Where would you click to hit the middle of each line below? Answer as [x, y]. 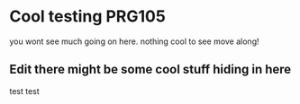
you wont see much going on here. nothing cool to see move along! [134, 41]
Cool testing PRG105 [88, 17]
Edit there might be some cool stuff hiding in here [150, 69]
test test [25, 91]
